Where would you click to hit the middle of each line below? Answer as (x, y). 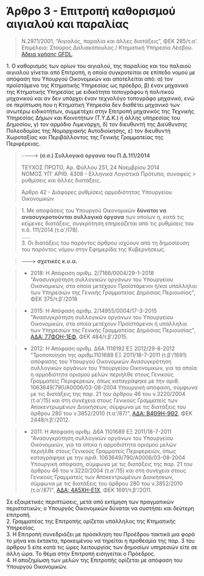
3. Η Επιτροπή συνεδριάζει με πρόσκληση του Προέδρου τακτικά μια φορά (101, 534)
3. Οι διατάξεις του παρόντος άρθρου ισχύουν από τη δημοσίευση (105, 243)
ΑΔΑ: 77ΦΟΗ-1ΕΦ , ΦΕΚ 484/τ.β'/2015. (79, 336)
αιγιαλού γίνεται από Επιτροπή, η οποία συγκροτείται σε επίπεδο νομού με (101, 72)
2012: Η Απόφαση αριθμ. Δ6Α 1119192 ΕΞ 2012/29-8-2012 (103, 348)
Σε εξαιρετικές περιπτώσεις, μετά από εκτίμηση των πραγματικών (90, 502)
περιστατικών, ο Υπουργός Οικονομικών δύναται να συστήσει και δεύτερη (100, 508)
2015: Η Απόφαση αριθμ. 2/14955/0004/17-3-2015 (93, 311)
